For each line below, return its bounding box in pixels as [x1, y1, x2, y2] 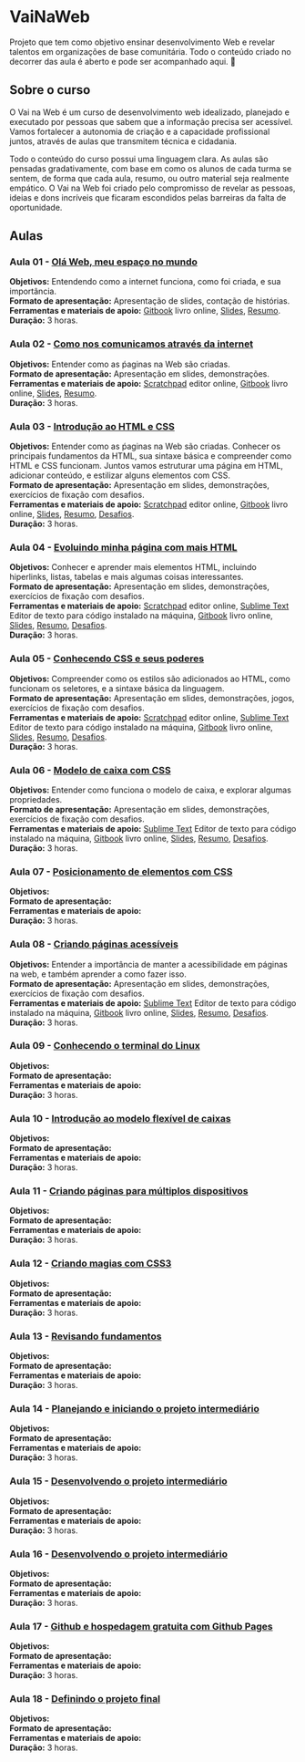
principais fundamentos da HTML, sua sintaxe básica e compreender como [9, 451, 292, 461]
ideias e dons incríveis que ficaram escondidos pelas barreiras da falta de [9, 192, 287, 202]
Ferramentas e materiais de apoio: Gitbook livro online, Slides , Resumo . [9, 306, 280, 316]
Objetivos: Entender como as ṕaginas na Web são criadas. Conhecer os [9, 440, 280, 452]
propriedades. [9, 793, 63, 804]
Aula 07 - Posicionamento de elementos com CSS [9, 865, 233, 877]
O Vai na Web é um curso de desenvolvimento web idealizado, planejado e [9, 107, 290, 118]
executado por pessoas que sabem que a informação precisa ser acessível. [9, 116, 293, 127]
